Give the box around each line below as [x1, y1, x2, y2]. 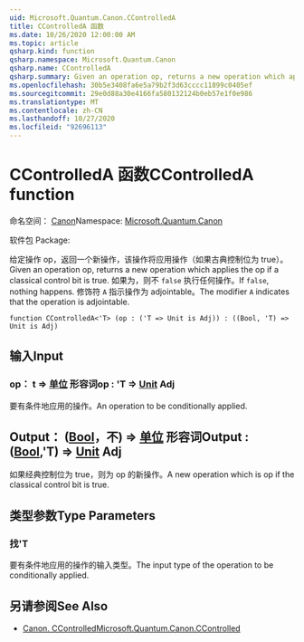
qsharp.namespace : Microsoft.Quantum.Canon [9, 55, 176, 64]
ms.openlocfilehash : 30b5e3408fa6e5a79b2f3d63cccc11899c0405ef [9, 81, 253, 90]
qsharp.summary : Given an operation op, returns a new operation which [9, 72, 285, 81]
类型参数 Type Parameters [9, 508, 157, 523]
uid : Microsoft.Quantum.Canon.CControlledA [9, 13, 176, 23]
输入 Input [9, 349, 63, 364]
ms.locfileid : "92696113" [9, 123, 107, 132]
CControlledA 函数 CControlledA [9, 165, 254, 186]
